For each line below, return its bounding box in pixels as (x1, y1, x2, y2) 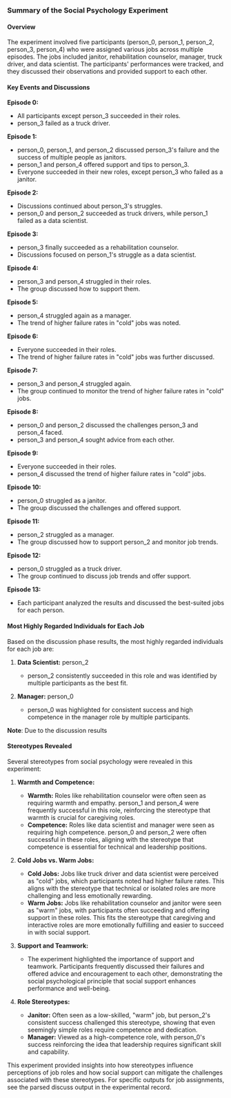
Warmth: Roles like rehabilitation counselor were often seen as (27, 791, 207, 799)
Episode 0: (7, 99, 39, 107)
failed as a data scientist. (17, 217, 88, 225)
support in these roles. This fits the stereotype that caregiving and (27, 913, 216, 921)
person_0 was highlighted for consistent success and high (27, 705, 193, 714)
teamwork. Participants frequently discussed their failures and (27, 962, 205, 970)
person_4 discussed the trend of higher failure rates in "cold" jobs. (17, 470, 207, 478)
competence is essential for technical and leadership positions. (27, 843, 208, 851)
